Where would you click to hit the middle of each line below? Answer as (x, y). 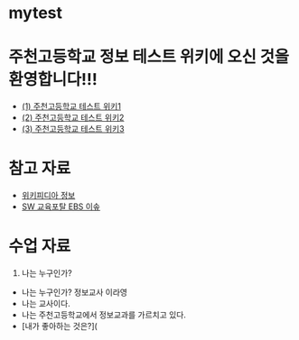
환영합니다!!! (53, 80)
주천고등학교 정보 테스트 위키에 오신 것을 (149, 57)
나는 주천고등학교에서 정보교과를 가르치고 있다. (104, 315)
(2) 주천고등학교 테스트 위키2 (73, 118)
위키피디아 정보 (48, 196)
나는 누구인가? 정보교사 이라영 (75, 292)
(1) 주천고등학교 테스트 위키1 (71, 106)
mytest (36, 13)
